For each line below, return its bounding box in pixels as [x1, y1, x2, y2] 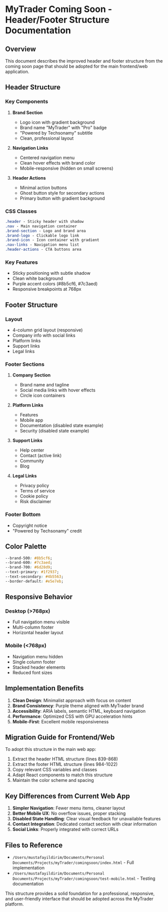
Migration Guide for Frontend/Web [5, 733, 115, 741]
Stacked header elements [12, 664, 65, 670]
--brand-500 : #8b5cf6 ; [5, 556, 52, 561]
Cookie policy [19, 493, 48, 499]
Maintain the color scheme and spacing [12, 777, 94, 783]
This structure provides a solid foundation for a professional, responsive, [5, 890, 155, 896]
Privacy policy [19, 483, 49, 489]
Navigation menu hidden [12, 653, 63, 659]
